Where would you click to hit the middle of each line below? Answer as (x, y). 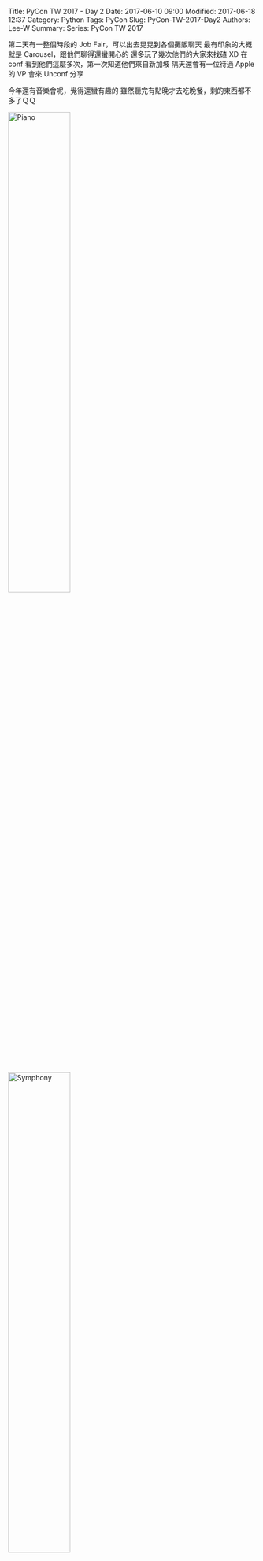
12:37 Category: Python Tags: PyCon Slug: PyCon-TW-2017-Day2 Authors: (129, 20)
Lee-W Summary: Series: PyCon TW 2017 (76, 28)
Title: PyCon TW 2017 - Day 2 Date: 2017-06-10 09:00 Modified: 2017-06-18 (132, 11)
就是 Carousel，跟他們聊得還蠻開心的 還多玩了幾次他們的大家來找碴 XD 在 (128, 54)
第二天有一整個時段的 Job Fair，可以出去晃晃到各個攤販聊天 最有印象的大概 (130, 44)
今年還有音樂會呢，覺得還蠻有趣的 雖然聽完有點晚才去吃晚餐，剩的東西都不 (130, 91)
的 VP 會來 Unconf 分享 (46, 74)
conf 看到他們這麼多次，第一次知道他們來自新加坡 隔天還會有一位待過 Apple (131, 64)
